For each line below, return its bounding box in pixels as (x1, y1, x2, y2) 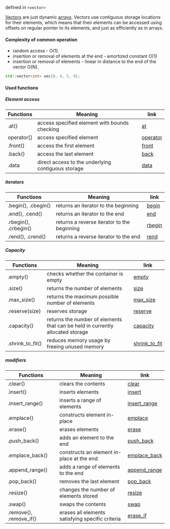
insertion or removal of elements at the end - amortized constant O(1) (12, 53, 157, 59)
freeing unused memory (47, 343, 104, 350)
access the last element (37, 150, 94, 157)
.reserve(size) (8, 307, 41, 314)
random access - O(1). (12, 48, 60, 54)
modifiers (5, 357, 26, 363)
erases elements (59, 426, 99, 433)
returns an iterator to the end (56, 210, 124, 217)
